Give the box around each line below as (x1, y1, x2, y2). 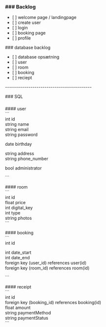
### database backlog (5, 45, 51, 51)
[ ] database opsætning (12, 54, 60, 60)
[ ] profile (12, 35, 31, 41)
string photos (5, 215, 32, 221)
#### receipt (5, 284, 32, 290)
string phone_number (5, 156, 48, 162)
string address (5, 151, 34, 156)
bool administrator (5, 165, 42, 171)
